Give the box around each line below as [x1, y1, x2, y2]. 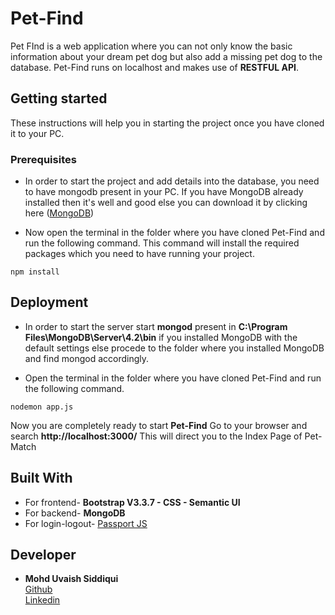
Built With [10, 470, 73, 487]
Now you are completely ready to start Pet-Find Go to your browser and [10, 419, 308, 431]
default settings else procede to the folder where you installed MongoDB [24, 342, 325, 354]
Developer [10, 547, 77, 564]
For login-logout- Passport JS [24, 517, 148, 529]
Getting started [10, 90, 108, 107]
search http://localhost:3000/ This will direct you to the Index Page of [10, 430, 303, 442]
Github [24, 583, 53, 596]
